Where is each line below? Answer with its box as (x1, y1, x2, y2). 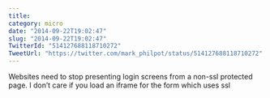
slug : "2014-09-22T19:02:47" (8, 34, 107, 43)
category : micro (8, 19, 63, 28)
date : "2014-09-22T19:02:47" (8, 27, 107, 35)
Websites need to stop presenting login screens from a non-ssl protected (8, 72, 253, 81)
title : (8, 11, 31, 20)
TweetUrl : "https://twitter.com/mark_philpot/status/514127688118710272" (8, 49, 264, 58)
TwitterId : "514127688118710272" (8, 42, 122, 50)
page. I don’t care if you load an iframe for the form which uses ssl (8, 80, 231, 90)
